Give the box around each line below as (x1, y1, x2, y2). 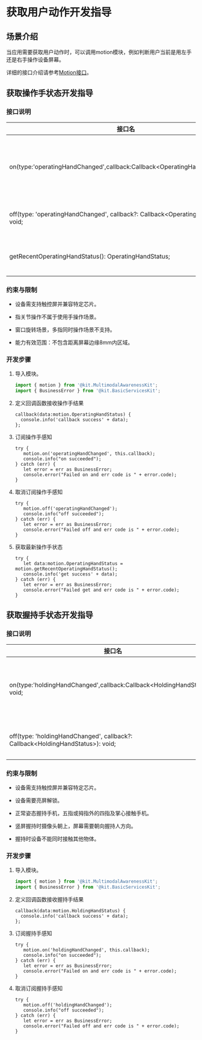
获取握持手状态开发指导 (6, 610, 93, 621)
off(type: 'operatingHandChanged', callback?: (9, 210, 139, 218)
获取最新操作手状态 (14, 543, 63, 551)
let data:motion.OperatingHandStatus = (23, 561, 123, 567)
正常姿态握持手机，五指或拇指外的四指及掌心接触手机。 (14, 810, 152, 817)
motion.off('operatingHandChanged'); (23, 506, 118, 512)
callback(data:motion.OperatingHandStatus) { (14, 412, 131, 418)
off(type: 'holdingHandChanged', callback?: (9, 731, 133, 740)
